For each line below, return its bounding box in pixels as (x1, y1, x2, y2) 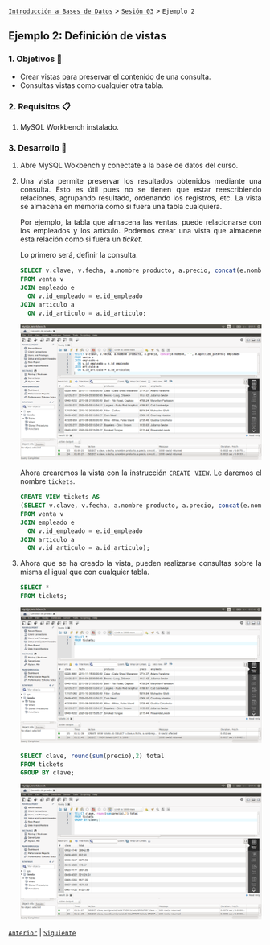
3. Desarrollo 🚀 (8, 142, 67, 153)
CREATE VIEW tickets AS (19, 493, 100, 501)
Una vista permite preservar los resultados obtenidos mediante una (19, 176, 262, 186)
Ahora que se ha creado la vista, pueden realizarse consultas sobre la (19, 559, 262, 568)
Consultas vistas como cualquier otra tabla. (19, 80, 164, 90)
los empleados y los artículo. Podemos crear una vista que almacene (19, 226, 262, 236)
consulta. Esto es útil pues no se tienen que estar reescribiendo (19, 184, 262, 195)
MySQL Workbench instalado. (19, 122, 119, 131)
